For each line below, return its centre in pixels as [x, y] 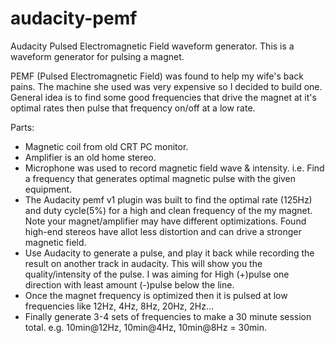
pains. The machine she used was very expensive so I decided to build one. [166, 86]
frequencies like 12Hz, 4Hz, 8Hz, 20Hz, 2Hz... [119, 306]
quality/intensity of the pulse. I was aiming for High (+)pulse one [157, 274]
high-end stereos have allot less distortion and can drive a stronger [163, 231]
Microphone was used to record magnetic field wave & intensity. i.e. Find [174, 168]
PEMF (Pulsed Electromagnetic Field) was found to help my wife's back [157, 76]
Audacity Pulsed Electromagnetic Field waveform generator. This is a [152, 46]
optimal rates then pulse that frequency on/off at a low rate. [133, 108]
